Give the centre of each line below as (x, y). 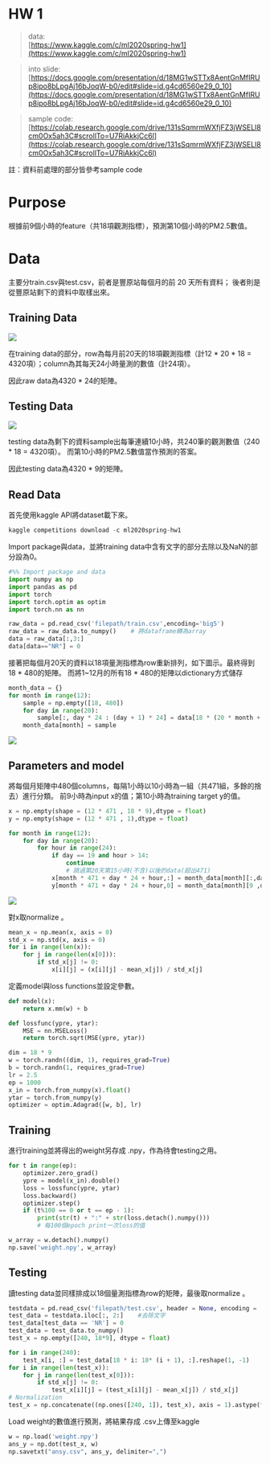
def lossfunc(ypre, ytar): (53, 1023)
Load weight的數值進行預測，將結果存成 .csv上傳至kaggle (104, 1421)
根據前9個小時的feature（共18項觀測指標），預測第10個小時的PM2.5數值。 (130, 225)
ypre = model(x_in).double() (72, 1180)
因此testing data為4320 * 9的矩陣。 (68, 469)
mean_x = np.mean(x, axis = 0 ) (61, 932)
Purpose (37, 203)
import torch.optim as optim (57, 602)
